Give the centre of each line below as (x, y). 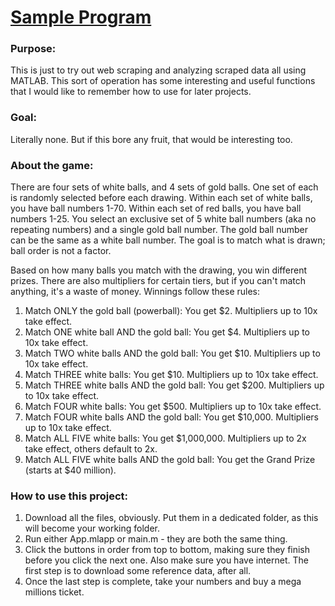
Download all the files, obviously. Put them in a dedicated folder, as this (171, 518)
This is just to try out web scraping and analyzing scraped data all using (158, 70)
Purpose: (33, 49)
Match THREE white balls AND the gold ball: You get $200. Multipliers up (174, 385)
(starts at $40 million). (70, 470)
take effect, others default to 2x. (91, 449)
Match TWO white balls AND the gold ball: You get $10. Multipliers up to (172, 353)
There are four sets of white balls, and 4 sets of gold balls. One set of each (164, 187)
